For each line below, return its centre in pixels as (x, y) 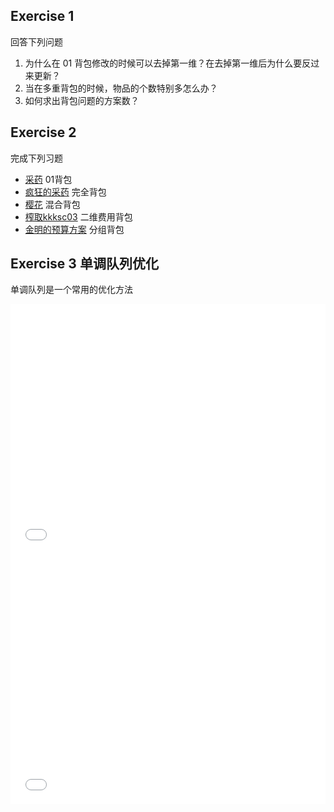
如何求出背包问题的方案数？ (82, 100)
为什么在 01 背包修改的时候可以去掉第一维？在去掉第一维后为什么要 (163, 63)
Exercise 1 (42, 16)
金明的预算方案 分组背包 (74, 229)
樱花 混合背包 (52, 204)
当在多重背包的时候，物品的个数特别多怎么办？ (121, 88)
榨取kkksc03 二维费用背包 (78, 216)
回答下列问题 (36, 41)
